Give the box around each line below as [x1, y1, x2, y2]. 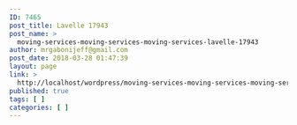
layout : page [9, 62, 57, 71]
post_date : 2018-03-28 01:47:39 [9, 54, 128, 62]
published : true [9, 86, 69, 95]
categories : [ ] [9, 103, 69, 112]
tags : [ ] [9, 94, 46, 104]
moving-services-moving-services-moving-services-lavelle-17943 [17, 37, 259, 47]
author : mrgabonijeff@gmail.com [9, 46, 128, 55]
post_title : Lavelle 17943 [9, 21, 109, 30]
